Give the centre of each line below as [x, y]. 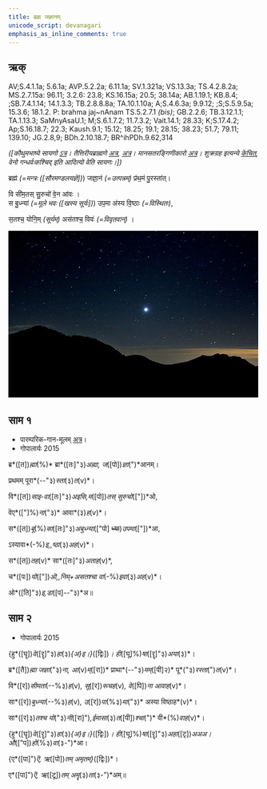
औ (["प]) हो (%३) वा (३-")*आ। [48, 743]
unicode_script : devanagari [55, 25]
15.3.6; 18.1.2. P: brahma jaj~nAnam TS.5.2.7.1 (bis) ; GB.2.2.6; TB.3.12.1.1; [126, 112]
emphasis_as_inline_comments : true [68, 34]
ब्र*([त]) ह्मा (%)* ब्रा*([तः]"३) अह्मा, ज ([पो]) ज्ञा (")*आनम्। [84, 464]
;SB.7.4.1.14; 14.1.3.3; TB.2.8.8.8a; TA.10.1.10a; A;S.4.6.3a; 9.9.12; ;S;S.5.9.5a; [131, 103]
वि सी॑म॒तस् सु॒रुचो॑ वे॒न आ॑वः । [44, 194]
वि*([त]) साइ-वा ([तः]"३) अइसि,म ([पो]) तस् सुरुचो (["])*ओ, [83, 496]
